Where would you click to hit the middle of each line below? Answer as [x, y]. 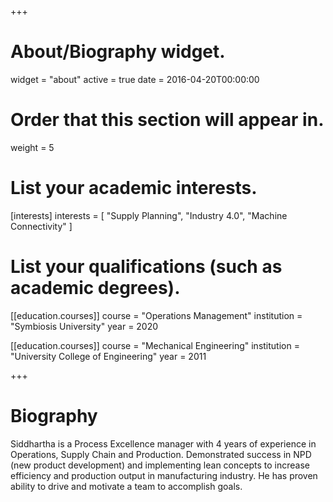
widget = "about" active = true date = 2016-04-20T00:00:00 [135, 79]
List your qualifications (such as [146, 267]
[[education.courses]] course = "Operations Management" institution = [156, 315]
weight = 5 [32, 147]
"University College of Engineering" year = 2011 [108, 356]
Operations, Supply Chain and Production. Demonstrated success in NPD [161, 454]
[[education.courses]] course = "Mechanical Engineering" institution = [155, 345]
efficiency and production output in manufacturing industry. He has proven [164, 475]
